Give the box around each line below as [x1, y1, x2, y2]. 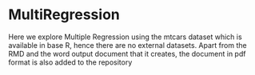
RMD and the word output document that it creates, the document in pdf [8, 49, 246, 58]
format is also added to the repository [8, 57, 133, 67]
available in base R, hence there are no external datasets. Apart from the [8, 40, 247, 49]
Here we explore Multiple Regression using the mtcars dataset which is [8, 32, 242, 41]
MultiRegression [8, 6, 120, 24]
